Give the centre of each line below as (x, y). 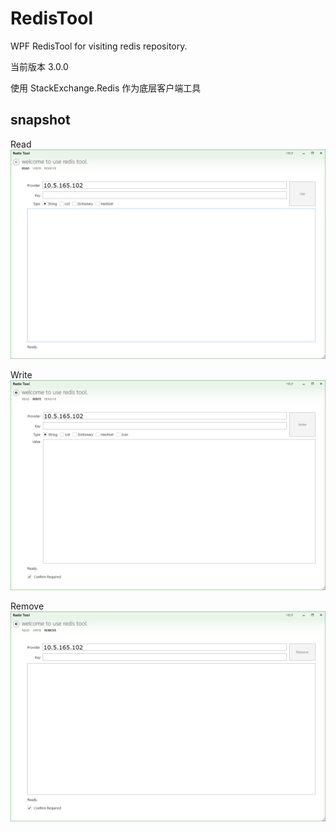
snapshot (40, 120)
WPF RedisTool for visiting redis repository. (99, 46)
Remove (27, 606)
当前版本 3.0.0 (39, 66)
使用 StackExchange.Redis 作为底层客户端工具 (106, 88)
